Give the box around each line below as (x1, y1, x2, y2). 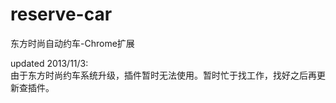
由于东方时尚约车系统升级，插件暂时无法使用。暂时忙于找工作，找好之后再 (10, 69, 317, 81)
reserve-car (10, 3, 113, 26)
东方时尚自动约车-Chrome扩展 (10, 37, 135, 49)
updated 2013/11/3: (10, 57, 89, 69)
